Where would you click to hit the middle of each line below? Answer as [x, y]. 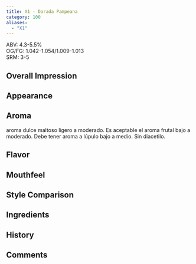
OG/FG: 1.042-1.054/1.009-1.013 [45, 51]
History [20, 235]
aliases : [17, 22]
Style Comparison [40, 195]
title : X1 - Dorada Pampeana [42, 11]
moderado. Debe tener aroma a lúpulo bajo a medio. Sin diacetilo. [86, 136]
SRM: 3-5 [18, 57]
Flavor [18, 155]
